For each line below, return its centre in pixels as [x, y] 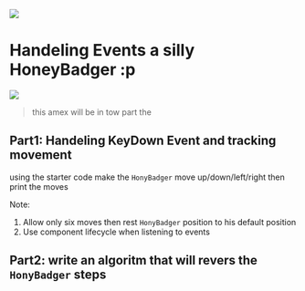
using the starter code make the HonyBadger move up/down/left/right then [147, 177]
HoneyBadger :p [73, 70]
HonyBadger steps [58, 275]
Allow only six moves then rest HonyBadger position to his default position [159, 222]
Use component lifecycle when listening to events [116, 232]
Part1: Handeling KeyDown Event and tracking [143, 141]
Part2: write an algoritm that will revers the [134, 260]
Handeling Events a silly [102, 51]
